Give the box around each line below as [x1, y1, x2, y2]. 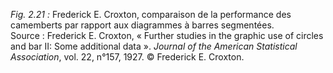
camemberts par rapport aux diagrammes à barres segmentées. [10, 19, 275, 31]
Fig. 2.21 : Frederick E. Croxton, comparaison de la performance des [10, 9, 292, 20]
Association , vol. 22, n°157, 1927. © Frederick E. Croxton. [10, 51, 245, 63]
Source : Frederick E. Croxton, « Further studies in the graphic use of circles [10, 30, 324, 41]
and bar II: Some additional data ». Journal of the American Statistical [10, 40, 298, 52]
